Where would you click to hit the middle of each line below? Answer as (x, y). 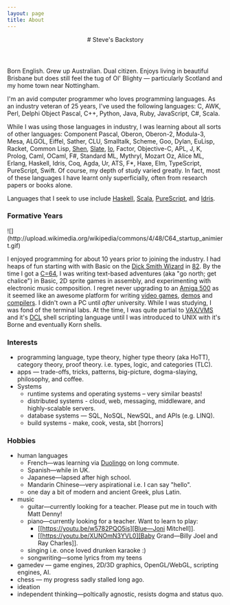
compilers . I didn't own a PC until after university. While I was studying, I (109, 302)
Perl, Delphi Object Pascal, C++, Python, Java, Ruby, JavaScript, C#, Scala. (114, 113)
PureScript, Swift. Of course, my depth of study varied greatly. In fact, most (114, 170)
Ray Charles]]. (58, 543)
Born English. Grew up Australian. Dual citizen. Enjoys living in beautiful (108, 71)
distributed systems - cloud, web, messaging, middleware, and (116, 401)
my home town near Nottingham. (54, 85)
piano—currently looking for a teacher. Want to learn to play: (113, 521)
